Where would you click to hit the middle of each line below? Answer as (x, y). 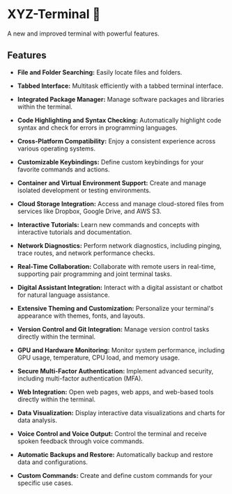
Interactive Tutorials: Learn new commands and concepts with (108, 224)
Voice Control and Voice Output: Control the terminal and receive (112, 433)
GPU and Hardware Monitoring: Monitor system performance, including (121, 350)
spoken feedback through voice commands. (80, 441)
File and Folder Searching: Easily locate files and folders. (100, 72)
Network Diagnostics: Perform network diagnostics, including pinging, (119, 245)
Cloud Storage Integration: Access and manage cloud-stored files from (121, 203)
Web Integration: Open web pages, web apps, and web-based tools (115, 392)
